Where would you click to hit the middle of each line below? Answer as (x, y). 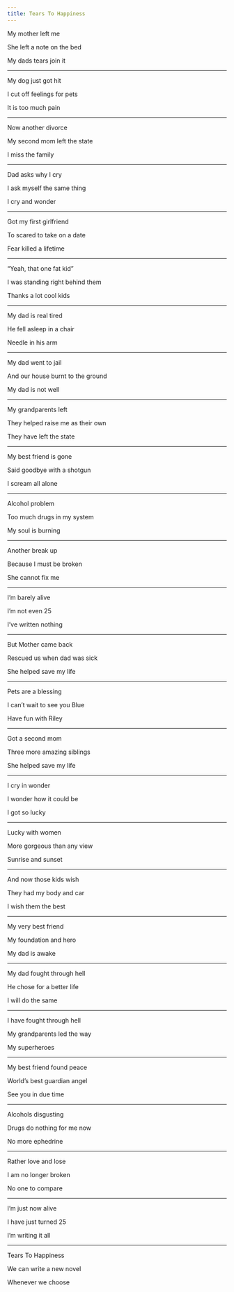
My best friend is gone (40, 456)
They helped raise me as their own (57, 423)
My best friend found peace (47, 1067)
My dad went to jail (34, 362)
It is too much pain (34, 107)
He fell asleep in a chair (41, 329)
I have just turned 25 (37, 1222)
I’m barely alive (29, 597)
